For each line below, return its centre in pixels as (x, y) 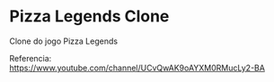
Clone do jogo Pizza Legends (64, 41)
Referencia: (31, 58)
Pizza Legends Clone (89, 16)
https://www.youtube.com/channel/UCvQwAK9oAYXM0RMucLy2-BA (137, 68)
